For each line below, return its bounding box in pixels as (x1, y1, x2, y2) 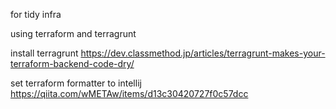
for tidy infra (10, 9, 62, 20)
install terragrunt (10, 47, 79, 59)
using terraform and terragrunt (10, 28, 137, 39)
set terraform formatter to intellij (10, 77, 142, 89)
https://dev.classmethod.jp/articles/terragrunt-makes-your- (80, 47, 326, 59)
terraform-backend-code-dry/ (10, 58, 135, 69)
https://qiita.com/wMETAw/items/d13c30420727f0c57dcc (10, 88, 249, 99)
